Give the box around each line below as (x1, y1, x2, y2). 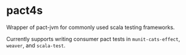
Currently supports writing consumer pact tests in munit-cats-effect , (6, 35, 181, 42)
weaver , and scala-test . (6, 42, 66, 49)
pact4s (6, 4, 43, 18)
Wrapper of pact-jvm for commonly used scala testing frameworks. (6, 24, 175, 31)
